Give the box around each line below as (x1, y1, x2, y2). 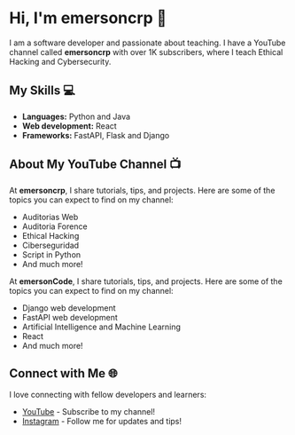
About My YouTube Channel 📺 (9, 157, 182, 172)
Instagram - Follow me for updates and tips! (21, 416, 182, 427)
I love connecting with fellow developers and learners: (9, 390, 206, 400)
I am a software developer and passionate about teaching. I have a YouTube (9, 37, 286, 48)
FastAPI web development (21, 312, 118, 322)
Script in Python (21, 249, 82, 260)
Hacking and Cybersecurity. (9, 56, 112, 67)
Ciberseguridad (21, 240, 80, 250)
